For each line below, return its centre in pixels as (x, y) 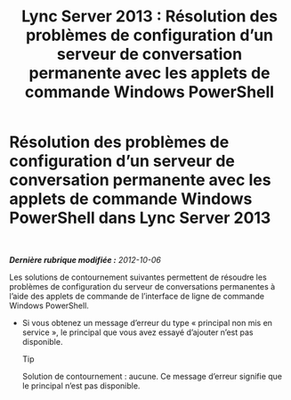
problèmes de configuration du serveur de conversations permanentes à (142, 286)
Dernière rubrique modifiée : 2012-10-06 (85, 259)
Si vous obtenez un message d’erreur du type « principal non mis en (147, 322)
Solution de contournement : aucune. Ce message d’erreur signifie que (152, 376)
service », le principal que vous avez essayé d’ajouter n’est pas (137, 332)
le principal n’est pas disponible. (81, 386)
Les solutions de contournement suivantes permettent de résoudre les (138, 277)
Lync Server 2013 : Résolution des (150, 16)
